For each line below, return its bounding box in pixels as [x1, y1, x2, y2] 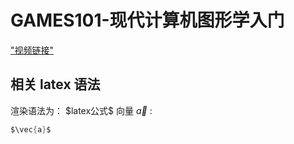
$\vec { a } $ [10, 124, 52, 135]
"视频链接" [10, 44, 55, 56]
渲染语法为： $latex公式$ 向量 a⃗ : [10, 104, 153, 116]
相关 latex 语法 [10, 76, 101, 93]
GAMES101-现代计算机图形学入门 [10, 9, 285, 32]
